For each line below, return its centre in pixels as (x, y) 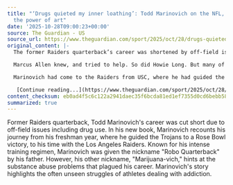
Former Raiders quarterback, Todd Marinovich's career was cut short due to (116, 123)
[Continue (31, 90)
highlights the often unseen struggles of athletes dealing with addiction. (110, 174)
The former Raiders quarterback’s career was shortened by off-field (116, 53)
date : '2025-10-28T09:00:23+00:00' (59, 26)
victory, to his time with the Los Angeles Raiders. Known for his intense (109, 144)
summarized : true (32, 103)
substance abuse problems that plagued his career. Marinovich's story (108, 166)
